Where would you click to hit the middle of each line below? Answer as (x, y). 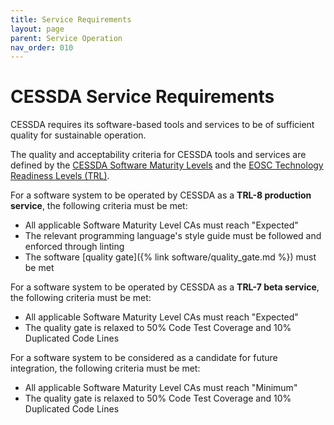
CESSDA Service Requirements (142, 97)
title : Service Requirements (71, 19)
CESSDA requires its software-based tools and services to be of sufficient (162, 125)
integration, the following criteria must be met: (105, 368)
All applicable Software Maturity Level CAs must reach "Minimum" (161, 388)
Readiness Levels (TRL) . (60, 176)
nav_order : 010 (42, 47)
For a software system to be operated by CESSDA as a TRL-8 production (161, 195)
